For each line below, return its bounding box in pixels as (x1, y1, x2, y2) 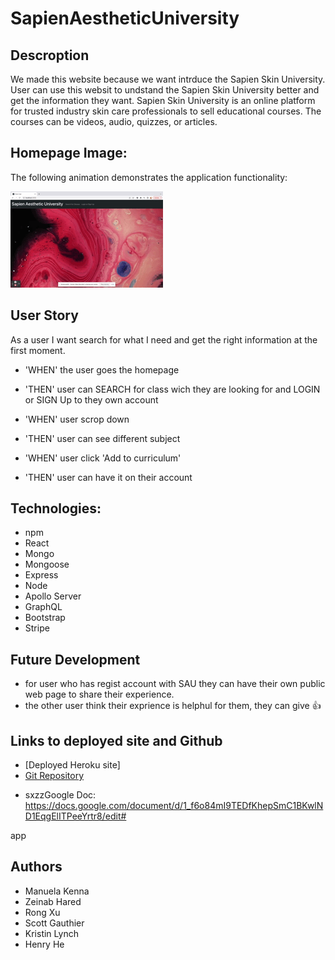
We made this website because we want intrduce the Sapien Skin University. (10, 73, 326, 85)
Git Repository (24, 770, 85, 782)
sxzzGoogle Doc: (24, 789, 97, 801)
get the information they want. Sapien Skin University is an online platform (10, 95, 316, 106)
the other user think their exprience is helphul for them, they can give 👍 (24, 700, 322, 712)
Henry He (24, 938, 65, 950)
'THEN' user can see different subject (24, 432, 181, 444)
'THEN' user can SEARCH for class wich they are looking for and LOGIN (24, 383, 321, 395)
